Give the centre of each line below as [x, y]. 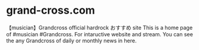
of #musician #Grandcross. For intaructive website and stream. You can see [99, 34]
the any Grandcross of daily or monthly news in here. [71, 40]
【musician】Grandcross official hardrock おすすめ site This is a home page [99, 27]
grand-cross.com [51, 10]
